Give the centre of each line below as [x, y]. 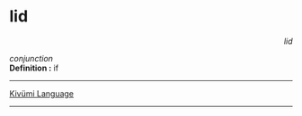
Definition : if [34, 68]
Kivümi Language [42, 93]
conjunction [31, 58]
